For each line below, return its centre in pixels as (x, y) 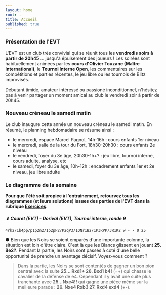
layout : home (19, 10)
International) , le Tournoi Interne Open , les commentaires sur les (74, 69)
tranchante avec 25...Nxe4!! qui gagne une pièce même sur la (83, 282)
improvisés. (17, 79)
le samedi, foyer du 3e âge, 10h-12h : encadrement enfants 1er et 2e (84, 166)
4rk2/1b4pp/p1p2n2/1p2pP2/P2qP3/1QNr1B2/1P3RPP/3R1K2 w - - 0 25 (75, 231)
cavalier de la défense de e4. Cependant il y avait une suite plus (84, 277)
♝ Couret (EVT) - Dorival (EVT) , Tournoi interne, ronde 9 (66, 218)
